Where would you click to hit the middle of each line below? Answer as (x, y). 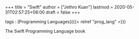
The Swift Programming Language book (45, 31)
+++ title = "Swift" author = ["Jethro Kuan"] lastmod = (59, 7)
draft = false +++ (63, 12)
